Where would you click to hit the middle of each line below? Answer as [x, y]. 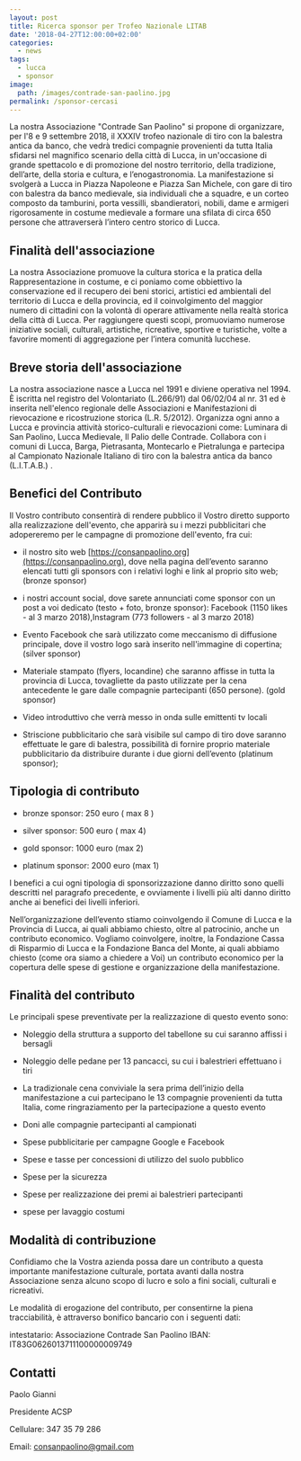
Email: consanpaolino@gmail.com [72, 1447]
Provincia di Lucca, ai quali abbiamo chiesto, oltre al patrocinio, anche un [145, 929]
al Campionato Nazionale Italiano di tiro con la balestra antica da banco [141, 456]
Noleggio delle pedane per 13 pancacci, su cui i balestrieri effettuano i [152, 1061]
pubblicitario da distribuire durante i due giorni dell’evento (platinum [148, 753]
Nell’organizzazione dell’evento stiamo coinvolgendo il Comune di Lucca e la [150, 919]
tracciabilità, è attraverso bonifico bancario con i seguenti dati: [125, 1317]
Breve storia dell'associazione [96, 367]
